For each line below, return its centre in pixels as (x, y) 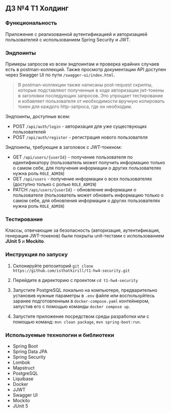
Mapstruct (24, 367)
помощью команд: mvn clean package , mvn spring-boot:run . (77, 321)
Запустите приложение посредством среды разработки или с (81, 316)
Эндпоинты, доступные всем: (38, 116)
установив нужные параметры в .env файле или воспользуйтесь (84, 295)
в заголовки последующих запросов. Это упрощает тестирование (90, 95)
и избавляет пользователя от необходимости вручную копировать (91, 101)
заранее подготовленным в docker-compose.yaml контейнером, (81, 301)
